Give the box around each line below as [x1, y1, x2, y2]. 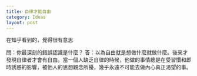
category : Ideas [6, 14, 46, 20]
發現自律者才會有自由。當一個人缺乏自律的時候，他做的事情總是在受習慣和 [6, 57, 186, 64]
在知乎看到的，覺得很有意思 [6, 37, 74, 44]
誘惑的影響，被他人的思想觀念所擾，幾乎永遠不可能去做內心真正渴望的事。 [11, 64, 192, 71]
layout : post [6, 19, 38, 25]
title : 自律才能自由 [6, 8, 51, 15]
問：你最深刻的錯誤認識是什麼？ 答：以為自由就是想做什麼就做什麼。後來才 [6, 49, 188, 56]
